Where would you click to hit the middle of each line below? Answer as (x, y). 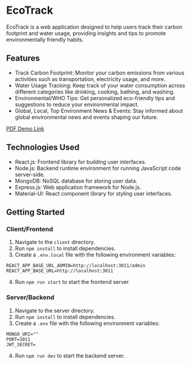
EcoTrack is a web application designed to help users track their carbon (94, 27)
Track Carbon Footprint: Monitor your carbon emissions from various (100, 73)
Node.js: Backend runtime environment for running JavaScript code (98, 168)
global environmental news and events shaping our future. (86, 117)
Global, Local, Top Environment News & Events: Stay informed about (99, 110)
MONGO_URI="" (22, 334)
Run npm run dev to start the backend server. (70, 355)
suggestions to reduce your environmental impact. (77, 104)
